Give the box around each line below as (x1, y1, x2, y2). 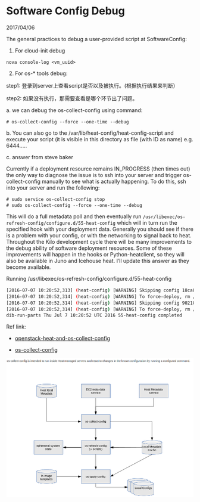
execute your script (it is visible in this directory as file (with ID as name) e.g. (6, 135, 193, 142)
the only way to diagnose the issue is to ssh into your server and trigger (6, 171, 182, 178)
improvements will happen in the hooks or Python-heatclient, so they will (6, 250, 185, 258)
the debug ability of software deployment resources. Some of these (6, 244, 173, 252)
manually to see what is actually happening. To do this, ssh (41, 178, 186, 185)
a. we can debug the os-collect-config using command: (6, 106, 143, 114)
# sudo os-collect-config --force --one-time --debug (6, 202, 143, 208)
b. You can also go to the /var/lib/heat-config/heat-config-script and (6, 129, 174, 137)
